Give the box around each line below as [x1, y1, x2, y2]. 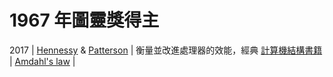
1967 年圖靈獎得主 [9, 9, 160, 32]
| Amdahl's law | [9, 55, 76, 67]
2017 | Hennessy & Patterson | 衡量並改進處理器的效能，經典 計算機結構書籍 [9, 44, 323, 56]
